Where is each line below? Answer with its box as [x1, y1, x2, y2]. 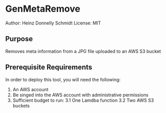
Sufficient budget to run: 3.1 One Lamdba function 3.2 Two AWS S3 [12, 97, 154, 103]
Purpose [5, 35, 33, 43]
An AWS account [12, 86, 49, 92]
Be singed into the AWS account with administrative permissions [12, 92, 149, 98]
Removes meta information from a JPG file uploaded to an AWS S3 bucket [5, 48, 161, 54]
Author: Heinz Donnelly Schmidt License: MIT [5, 20, 101, 26]
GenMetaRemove [5, 3, 81, 15]
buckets [12, 102, 30, 108]
